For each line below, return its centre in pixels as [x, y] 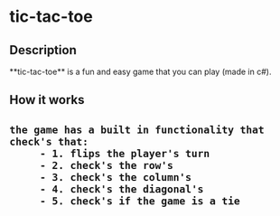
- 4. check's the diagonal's [121, 189]
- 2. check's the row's [107, 165]
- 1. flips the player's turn [125, 153]
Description [43, 50]
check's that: [49, 141]
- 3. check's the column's [116, 177]
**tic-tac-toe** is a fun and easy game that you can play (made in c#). [140, 71]
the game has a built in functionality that [137, 130]
